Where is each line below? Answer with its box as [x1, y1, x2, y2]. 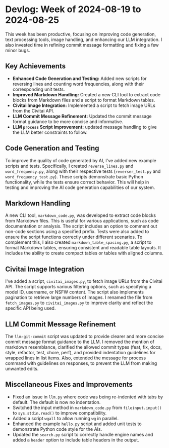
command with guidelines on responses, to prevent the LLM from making [5, 360, 157, 366]
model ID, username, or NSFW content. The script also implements [5, 289, 144, 295]
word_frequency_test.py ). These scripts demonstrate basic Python [5, 173, 144, 179]
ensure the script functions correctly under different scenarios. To [5, 234, 143, 240]
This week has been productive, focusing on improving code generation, [5, 31, 156, 37]
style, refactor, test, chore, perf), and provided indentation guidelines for [5, 350, 156, 355]
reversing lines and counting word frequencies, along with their [12, 81, 144, 87]
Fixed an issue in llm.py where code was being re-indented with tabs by [12, 394, 163, 400]
